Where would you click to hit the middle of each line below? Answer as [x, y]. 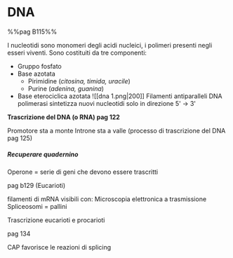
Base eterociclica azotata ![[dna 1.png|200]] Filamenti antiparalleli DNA [120, 96]
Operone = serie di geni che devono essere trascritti [83, 172]
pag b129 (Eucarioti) [36, 185]
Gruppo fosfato [39, 66]
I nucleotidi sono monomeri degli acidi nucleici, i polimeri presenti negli [110, 45]
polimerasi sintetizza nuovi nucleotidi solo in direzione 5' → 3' [107, 103]
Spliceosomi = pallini [37, 206]
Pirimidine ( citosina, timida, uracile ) [79, 81]
